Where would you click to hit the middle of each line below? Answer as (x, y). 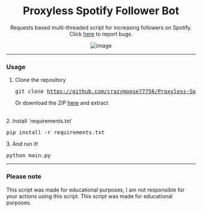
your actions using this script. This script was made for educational (90, 196)
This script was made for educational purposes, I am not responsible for (96, 190)
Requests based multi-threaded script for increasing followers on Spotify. (101, 27)
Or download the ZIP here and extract (62, 103)
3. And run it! (22, 144)
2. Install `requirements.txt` (40, 121)
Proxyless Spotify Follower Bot (101, 11)
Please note (24, 176)
